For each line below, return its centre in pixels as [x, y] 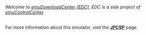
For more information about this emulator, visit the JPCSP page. [71, 28]
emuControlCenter [25, 12]
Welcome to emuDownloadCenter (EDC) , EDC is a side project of [73, 7]
